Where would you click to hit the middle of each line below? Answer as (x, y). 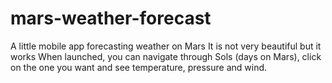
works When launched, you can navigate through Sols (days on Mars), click (166, 56)
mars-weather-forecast (111, 18)
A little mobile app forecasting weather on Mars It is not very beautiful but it (166, 46)
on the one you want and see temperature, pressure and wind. (139, 67)
